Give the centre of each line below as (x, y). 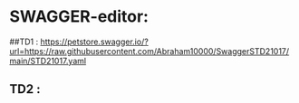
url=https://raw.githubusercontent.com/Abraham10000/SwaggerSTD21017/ (149, 51)
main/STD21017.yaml (48, 61)
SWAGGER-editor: (79, 17)
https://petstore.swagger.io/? (95, 42)
